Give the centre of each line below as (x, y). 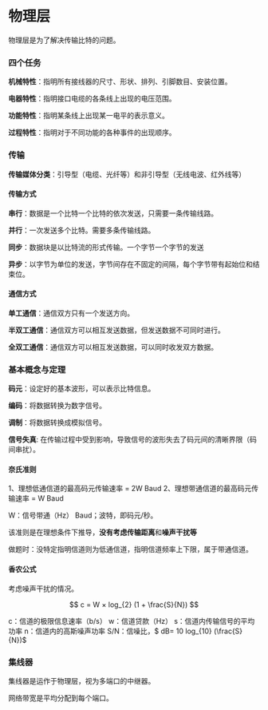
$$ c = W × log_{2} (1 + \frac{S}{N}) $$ (134, 605)
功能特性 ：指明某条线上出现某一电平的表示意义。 (89, 116)
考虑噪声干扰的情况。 (43, 589)
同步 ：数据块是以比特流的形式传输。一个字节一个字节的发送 (106, 247)
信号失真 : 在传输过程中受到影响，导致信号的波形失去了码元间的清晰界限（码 (132, 439)
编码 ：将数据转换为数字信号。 (57, 406)
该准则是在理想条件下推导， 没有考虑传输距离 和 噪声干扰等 (102, 533)
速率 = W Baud (39, 498)
